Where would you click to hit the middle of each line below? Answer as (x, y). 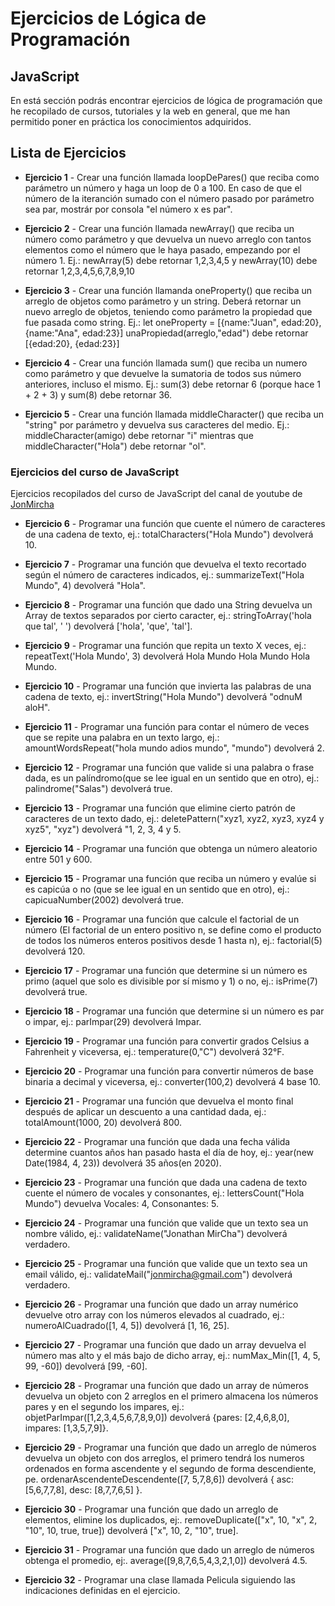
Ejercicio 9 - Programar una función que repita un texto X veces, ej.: (165, 646)
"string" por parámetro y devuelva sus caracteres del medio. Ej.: (157, 424)
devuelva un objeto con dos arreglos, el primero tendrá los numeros (164, 1458)
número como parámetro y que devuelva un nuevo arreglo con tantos (168, 239)
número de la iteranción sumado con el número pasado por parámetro (169, 198)
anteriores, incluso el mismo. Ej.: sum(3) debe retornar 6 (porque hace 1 (172, 384)
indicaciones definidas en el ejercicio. (102, 1591)
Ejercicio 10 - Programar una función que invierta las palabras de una (168, 686)
